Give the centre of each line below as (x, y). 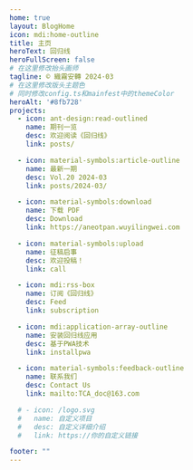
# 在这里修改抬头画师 (44, 69)
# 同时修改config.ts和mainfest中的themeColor (92, 93)
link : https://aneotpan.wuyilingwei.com (103, 227)
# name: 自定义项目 (55, 418)
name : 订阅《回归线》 (62, 294)
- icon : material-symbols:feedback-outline (101, 369)
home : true (30, 18)
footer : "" (30, 452)
